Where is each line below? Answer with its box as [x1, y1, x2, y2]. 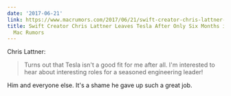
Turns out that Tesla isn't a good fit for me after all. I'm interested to [23, 61, 215, 69]
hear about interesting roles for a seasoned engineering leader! [23, 68, 203, 76]
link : [7, 16, 23, 23]
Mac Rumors [13, 29, 45, 36]
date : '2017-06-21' [7, 10, 63, 17]
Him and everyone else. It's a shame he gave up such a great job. [7, 81, 192, 89]
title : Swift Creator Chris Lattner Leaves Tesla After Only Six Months [7, 22, 220, 29]
